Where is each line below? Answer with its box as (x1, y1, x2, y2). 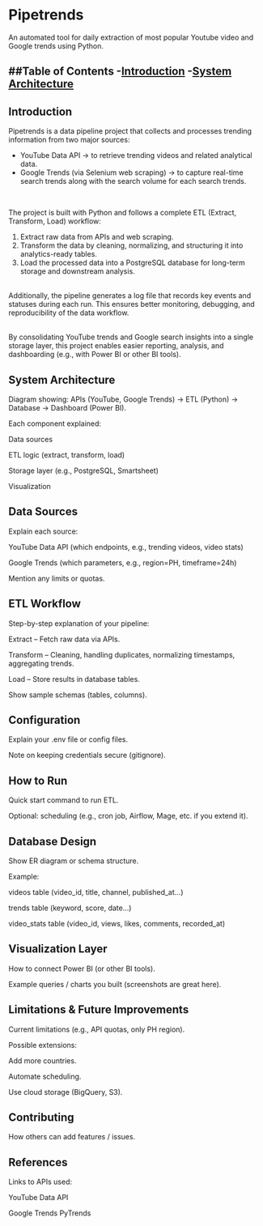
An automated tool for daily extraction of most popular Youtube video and (8, 32, 254, 42)
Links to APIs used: (8, 1177, 73, 1187)
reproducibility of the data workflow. (8, 308, 129, 317)
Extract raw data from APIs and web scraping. (19, 232, 174, 242)
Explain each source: (8, 526, 78, 536)
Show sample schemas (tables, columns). (8, 690, 147, 700)
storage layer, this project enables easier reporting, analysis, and (8, 341, 224, 351)
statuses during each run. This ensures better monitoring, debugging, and (8, 300, 255, 309)
